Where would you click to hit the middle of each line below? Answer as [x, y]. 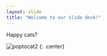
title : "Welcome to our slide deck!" [54, 17]
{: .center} [52, 46]
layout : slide [24, 12]
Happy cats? [22, 34]
